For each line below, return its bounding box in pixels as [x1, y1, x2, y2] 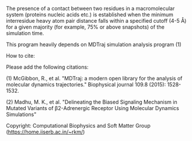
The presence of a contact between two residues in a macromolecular [6, 5, 175, 12]
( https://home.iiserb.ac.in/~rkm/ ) [6, 128, 85, 135]
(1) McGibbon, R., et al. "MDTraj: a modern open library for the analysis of [6, 75, 183, 82]
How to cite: [6, 52, 35, 59]
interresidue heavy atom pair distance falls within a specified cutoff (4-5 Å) [6, 17, 187, 24]
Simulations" [6, 111, 37, 118]
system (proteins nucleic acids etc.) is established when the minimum [6, 11, 174, 18]
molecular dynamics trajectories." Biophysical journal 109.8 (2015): [6, 81, 166, 88]
